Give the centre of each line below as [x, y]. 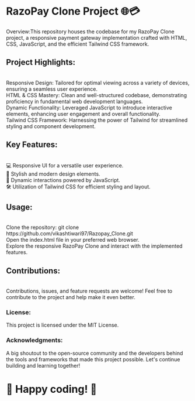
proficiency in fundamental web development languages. [74, 101]
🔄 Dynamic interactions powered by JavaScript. [63, 180]
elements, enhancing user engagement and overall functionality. [83, 114]
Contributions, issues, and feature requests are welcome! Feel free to [89, 291]
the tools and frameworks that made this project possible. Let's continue [93, 359]
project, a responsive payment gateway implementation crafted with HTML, [97, 37]
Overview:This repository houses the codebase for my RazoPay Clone [90, 31]
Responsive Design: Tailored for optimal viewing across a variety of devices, [98, 83]
